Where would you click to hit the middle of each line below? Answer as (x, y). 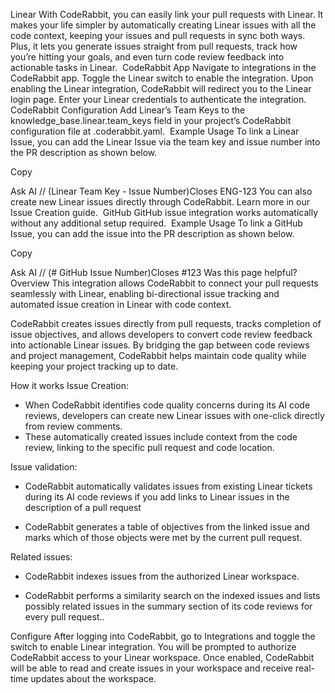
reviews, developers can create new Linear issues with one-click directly (174, 415)
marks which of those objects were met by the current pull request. (163, 537)
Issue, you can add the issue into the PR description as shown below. (152, 233)
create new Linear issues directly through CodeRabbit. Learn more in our (160, 202)
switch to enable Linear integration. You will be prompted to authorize (153, 647)
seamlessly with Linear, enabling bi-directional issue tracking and (145, 293)
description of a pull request (83, 507)
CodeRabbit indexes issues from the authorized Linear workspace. (162, 576)
